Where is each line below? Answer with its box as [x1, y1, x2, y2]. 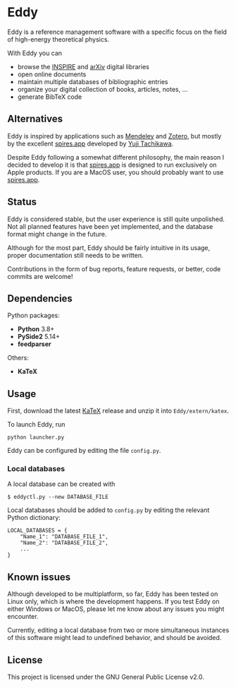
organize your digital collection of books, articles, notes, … [17, 85, 188, 93]
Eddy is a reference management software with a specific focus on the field [7, 28, 228, 36]
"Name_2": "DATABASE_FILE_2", [20, 540, 109, 547]
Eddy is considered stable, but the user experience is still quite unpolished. [7, 215, 225, 223]
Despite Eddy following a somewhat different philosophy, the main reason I [7, 153, 225, 161]
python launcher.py [7, 434, 65, 441]
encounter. [7, 612, 39, 621]
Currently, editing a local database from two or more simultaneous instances [7, 626, 230, 634]
